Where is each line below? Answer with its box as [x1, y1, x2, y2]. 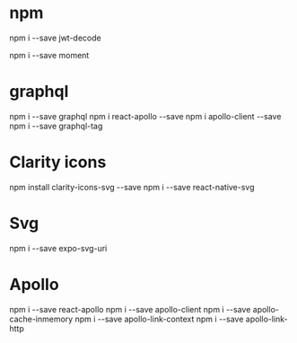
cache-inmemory [9, 313, 74, 324]
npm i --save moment [9, 49, 90, 60]
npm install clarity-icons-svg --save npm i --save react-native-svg [9, 181, 255, 192]
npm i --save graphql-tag [9, 120, 103, 131]
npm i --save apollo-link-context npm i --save [74, 313, 244, 324]
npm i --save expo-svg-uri [9, 242, 108, 253]
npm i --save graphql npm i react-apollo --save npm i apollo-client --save [9, 110, 282, 121]
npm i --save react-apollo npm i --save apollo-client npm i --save [9, 303, 251, 314]
